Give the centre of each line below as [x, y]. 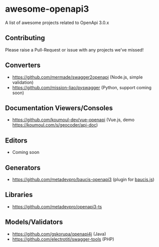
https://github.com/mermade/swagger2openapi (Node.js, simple [78, 77]
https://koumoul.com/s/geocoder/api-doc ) [55, 125]
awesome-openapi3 [47, 9]
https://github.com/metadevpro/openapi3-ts [57, 206]
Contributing [25, 38]
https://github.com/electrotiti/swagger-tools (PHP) [63, 239]
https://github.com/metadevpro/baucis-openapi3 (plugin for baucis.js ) [83, 179]
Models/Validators [34, 222]
